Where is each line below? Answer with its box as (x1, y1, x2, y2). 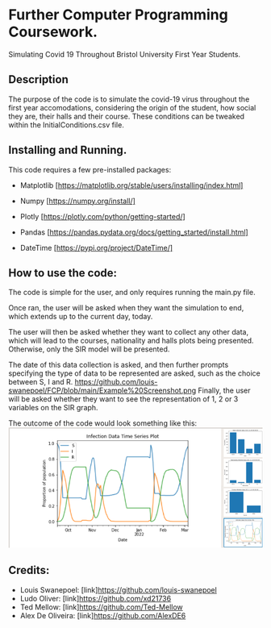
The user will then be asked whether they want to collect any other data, (8, 327, 248, 337)
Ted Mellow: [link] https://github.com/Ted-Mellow (19, 602, 183, 612)
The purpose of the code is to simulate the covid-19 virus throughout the (8, 94, 250, 104)
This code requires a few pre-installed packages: (8, 164, 172, 174)
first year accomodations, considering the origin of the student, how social (8, 102, 256, 112)
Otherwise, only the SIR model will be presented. (8, 344, 170, 354)
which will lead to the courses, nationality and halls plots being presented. (8, 336, 254, 346)
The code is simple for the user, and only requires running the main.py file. (8, 288, 256, 297)
